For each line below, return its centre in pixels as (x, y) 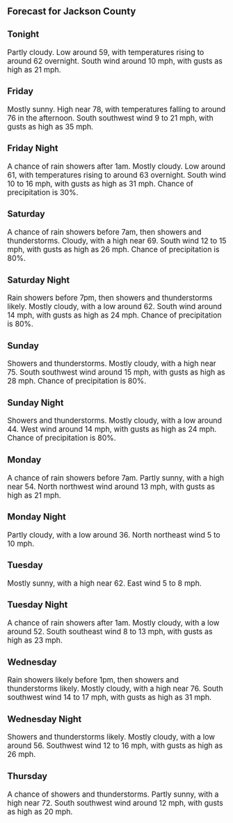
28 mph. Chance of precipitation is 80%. (77, 381)
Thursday (27, 776)
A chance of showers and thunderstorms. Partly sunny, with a (113, 794)
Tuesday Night (38, 605)
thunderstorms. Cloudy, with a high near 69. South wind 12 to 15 (117, 241)
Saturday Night (39, 280)
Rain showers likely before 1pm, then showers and (93, 680)
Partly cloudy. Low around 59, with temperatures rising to (106, 52)
